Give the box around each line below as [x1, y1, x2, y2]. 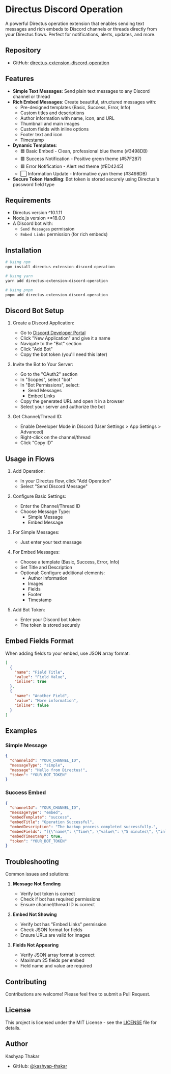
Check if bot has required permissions [20, 896, 101, 902]
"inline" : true [14, 679, 47, 684]
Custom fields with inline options [20, 126, 89, 132]
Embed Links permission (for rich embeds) [20, 231, 108, 238]
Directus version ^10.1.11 [12, 210, 63, 216]
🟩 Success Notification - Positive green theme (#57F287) [20, 156, 142, 162]
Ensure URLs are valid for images [20, 932, 90, 938]
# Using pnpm [5, 287, 33, 293]
